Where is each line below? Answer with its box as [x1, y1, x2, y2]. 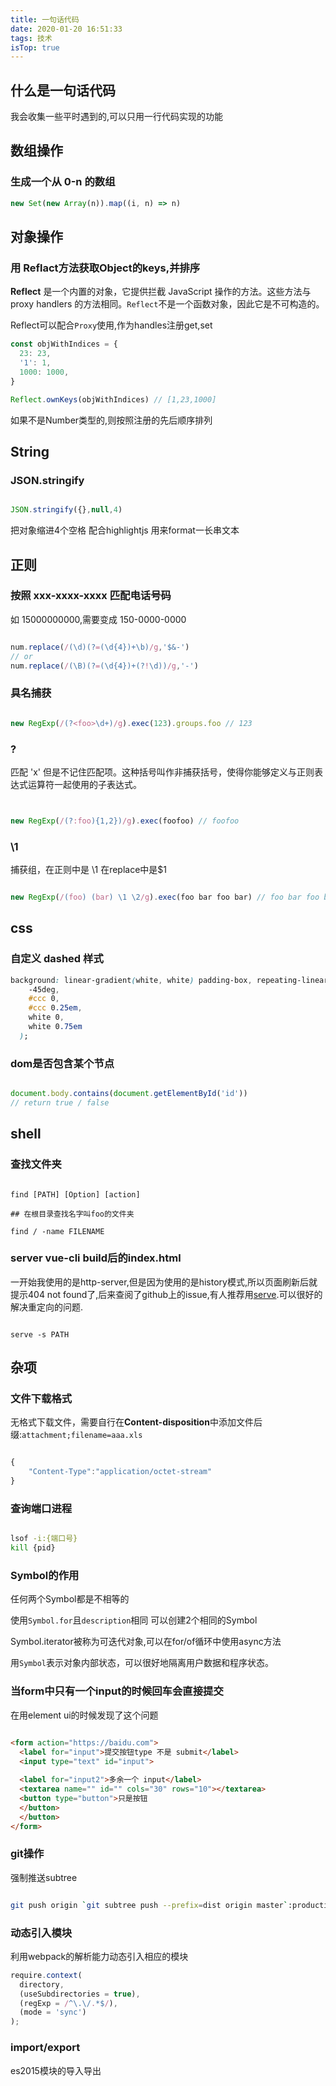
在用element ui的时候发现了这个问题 [10, 1709, 159, 1721]
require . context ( [10, 1970, 83, 1980]
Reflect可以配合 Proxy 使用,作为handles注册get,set [10, 319, 213, 331]
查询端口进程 [10, 1502, 73, 1516]
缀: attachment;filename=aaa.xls [10, 1429, 143, 1441]
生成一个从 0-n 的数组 [10, 175, 116, 189]
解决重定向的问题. [10, 1301, 84, 1313]
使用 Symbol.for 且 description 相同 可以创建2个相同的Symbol [10, 1614, 258, 1626]
